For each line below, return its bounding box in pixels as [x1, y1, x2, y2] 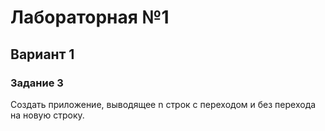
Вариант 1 [10, 46, 75, 63]
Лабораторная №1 [10, 6, 170, 29]
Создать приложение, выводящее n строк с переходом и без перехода [10, 98, 317, 110]
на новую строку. [10, 109, 85, 121]
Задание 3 [10, 76, 64, 90]
